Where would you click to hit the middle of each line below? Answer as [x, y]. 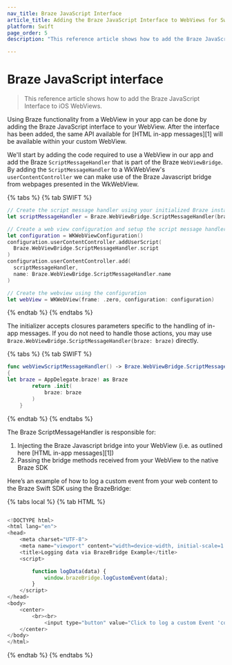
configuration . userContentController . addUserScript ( [85, 242]
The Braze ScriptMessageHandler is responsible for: [82, 432]
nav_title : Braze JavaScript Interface [65, 13]
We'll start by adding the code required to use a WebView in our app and [110, 155]
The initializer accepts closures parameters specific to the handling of [106, 326]
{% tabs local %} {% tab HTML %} [56, 501]
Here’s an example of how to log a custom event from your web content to [113, 480]
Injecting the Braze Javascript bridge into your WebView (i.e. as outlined [120, 445]
